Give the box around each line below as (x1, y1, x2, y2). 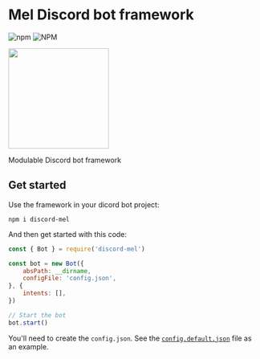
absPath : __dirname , (22, 267, 91, 275)
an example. (8, 341, 49, 351)
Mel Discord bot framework (8, 6, 194, 24)
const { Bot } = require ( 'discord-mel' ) (8, 245, 146, 253)
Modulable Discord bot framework (8, 155, 122, 165)
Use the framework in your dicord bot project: (8, 199, 160, 210)
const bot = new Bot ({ (8, 259, 84, 267)
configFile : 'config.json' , (22, 275, 116, 283)
